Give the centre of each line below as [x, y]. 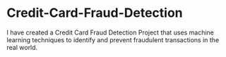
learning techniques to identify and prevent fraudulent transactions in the [113, 39]
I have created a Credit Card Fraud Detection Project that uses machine [111, 32]
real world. [22, 47]
